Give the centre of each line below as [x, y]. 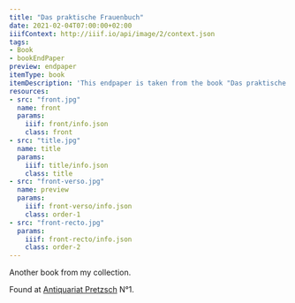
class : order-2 [53, 247]
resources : [29, 91]
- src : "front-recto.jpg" [57, 223]
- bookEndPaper [37, 58]
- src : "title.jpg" [45, 140]
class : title [49, 173]
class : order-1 [53, 214]
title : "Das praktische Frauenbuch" [76, 17]
